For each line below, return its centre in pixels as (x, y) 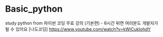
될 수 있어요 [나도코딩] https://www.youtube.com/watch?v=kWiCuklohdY (78, 29)
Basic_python (34, 9)
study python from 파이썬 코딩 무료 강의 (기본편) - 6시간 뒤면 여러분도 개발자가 (82, 23)
